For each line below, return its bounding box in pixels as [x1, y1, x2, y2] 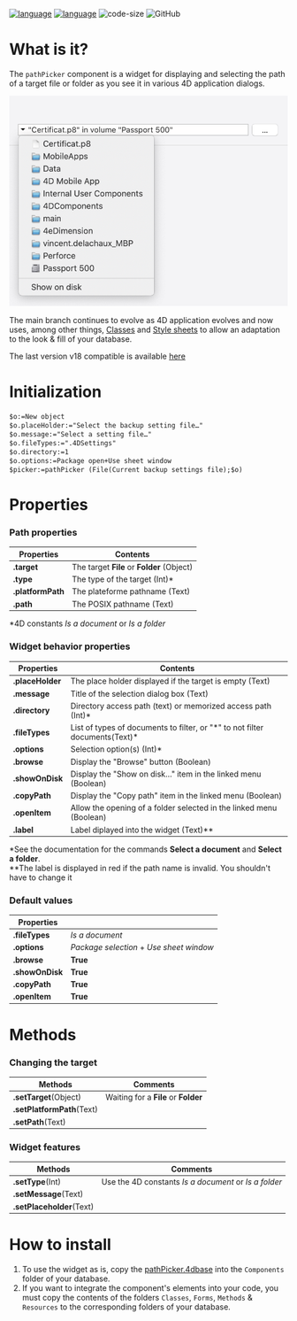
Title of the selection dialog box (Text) [70, 688, 209, 699]
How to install [9, 1235, 112, 1255]
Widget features [9, 1140, 81, 1153]
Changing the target [9, 1056, 97, 1069]
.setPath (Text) [12, 1116, 66, 1127]
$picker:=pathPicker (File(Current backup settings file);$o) [9, 465, 243, 474]
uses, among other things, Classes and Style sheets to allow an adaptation [9, 324, 281, 335]
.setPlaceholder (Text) [12, 1201, 95, 1212]
